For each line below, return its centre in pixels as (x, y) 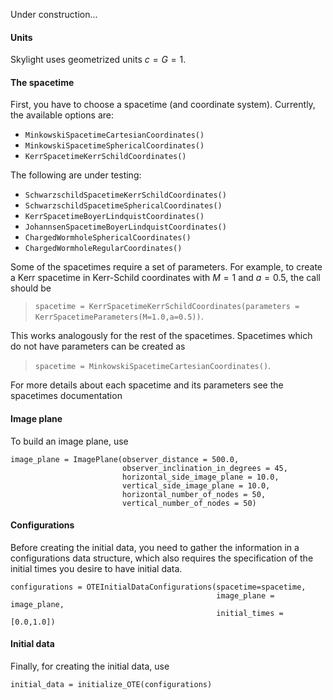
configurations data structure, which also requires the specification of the (162, 558)
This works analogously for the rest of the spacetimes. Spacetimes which (161, 336)
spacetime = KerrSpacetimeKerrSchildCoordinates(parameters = (167, 307)
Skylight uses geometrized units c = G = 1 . (98, 60)
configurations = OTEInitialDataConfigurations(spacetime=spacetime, (158, 587)
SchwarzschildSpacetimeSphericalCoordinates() (123, 206)
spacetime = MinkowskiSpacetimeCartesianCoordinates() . (153, 366)
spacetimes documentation (66, 396)
